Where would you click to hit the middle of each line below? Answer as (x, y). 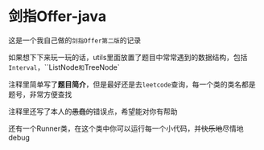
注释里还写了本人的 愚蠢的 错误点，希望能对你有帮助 (93, 111)
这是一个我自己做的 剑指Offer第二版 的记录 (75, 40)
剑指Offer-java (58, 16)
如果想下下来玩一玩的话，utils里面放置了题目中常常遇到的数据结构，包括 (128, 57)
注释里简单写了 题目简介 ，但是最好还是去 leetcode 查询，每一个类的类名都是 (132, 84)
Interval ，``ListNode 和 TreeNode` (64, 67)
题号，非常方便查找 (40, 94)
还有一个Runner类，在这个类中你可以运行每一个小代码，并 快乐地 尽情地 (126, 128)
